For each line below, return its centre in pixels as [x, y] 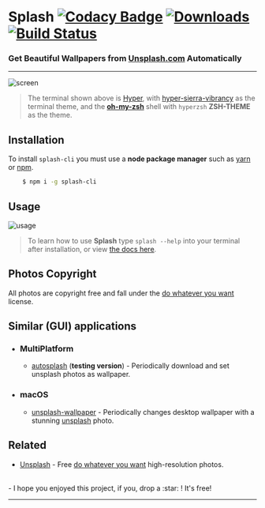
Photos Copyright [52, 274]
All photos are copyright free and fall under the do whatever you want [121, 293]
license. [21, 301]
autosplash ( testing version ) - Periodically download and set [131, 366]
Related [28, 445]
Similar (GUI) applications [72, 327]
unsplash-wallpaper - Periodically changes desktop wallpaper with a [143, 412]
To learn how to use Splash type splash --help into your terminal [134, 240]
